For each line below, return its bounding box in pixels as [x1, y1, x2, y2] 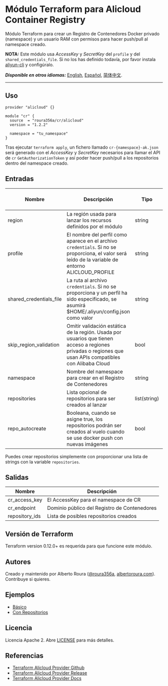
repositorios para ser [66, 395, 116, 402]
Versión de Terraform [5, 529, 73, 538]
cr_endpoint [7, 504, 36, 511]
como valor [66, 314, 93, 321]
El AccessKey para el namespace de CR [47, 496, 141, 503]
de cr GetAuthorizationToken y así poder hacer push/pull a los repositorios [5, 155, 159, 161]
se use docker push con [66, 434, 123, 441]
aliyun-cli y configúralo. [5, 62, 54, 68]
